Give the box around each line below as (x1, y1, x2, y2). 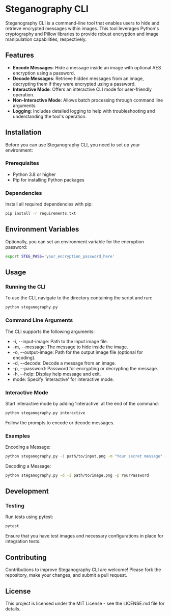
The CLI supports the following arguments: (5, 328, 95, 335)
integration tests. (5, 538, 41, 545)
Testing (5, 502, 24, 509)
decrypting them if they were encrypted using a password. (12, 81, 136, 87)
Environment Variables (5, 225, 79, 234)
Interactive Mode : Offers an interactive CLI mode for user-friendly (12, 86, 152, 92)
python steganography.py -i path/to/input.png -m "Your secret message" (5, 454, 163, 459)
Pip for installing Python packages (12, 176, 85, 183)
